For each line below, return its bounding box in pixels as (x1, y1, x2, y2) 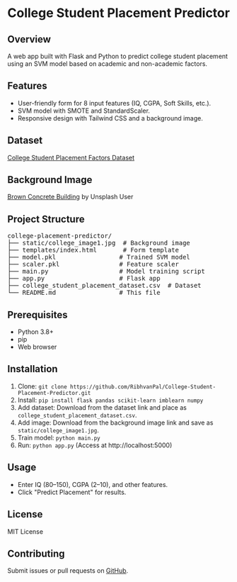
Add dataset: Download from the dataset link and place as (17, 403, 187, 412)
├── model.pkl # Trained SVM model (7, 253, 191, 262)
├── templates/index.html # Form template (7, 246, 179, 254)
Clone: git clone (17, 381, 67, 391)
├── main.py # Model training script (7, 267, 205, 276)
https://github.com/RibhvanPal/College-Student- (69, 383, 216, 391)
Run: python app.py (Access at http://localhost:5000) (17, 441, 173, 449)
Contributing (7, 547, 65, 559)
